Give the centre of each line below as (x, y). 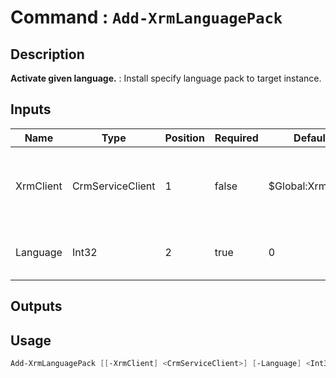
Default (311, 138)
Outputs (36, 306)
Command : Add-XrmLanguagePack (146, 17)
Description (47, 54)
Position (184, 138)
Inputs (31, 109)
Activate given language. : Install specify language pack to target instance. (166, 78)
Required (236, 138)
